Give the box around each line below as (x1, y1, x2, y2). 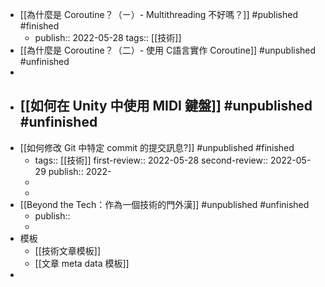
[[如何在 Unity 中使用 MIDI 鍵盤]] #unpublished (19, 98, 313, 115)
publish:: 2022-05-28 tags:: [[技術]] (34, 32, 182, 43)
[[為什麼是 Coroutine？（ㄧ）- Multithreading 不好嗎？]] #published (19, 9, 298, 20)
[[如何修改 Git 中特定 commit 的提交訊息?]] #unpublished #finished (19, 141, 295, 153)
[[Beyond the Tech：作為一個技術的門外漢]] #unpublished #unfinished (19, 198, 310, 210)
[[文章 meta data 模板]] (34, 257, 130, 269)
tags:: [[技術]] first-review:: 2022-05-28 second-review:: (34, 154, 268, 166)
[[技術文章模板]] (34, 244, 102, 257)
